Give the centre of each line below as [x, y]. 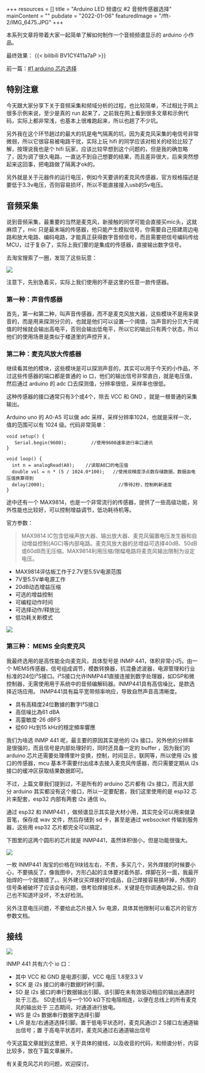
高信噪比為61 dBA [37, 712]
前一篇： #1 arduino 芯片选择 [42, 68]
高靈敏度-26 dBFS [38, 720]
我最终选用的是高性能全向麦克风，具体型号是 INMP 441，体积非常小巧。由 [99, 660]
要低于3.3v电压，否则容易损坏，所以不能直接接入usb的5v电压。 [86, 184]
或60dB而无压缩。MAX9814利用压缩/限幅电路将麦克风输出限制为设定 [108, 551]
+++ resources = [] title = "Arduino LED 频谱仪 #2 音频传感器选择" [89, 9]
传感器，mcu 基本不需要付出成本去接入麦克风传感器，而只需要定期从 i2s [108, 763]
